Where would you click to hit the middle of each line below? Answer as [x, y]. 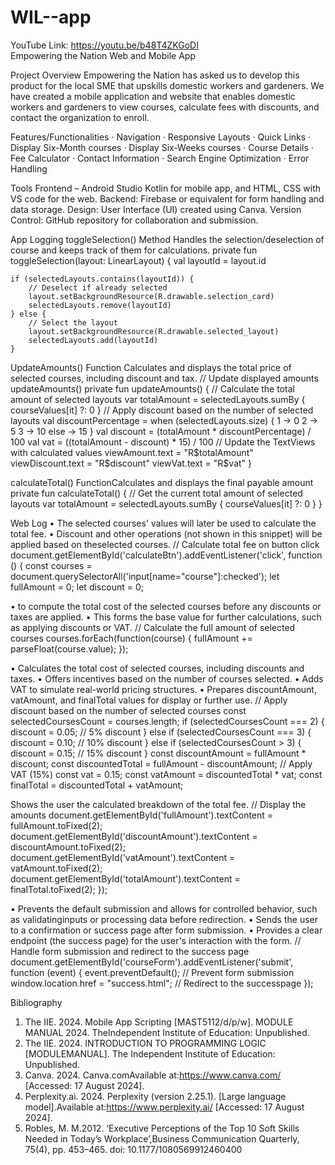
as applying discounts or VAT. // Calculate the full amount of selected [153, 627]
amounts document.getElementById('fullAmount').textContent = [142, 815]
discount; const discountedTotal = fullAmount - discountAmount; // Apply [161, 763]
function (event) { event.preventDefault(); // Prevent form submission [152, 972]
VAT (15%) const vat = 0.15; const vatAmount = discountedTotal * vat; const [166, 774]
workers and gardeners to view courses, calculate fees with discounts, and [165, 107]
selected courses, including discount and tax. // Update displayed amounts [164, 378]
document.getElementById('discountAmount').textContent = [134, 836]
